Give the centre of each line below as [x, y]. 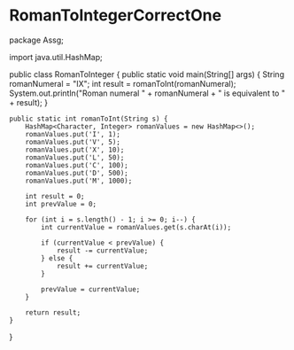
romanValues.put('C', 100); [77, 165]
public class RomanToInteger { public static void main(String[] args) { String [147, 74]
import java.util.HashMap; [56, 57]
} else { [57, 258]
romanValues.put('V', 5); [73, 142]
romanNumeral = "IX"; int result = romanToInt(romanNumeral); [123, 83]
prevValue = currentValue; [91, 289]
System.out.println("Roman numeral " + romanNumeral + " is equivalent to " [147, 93]
